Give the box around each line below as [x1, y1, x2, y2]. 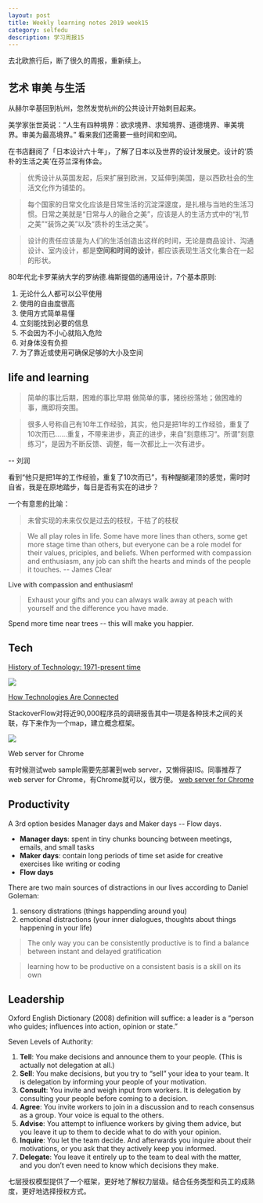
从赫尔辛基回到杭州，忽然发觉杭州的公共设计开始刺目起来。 [8, 104, 200, 113]
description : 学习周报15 [8, 33, 85, 42]
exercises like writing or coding [19, 859, 121, 868]
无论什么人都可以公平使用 [19, 289, 103, 298]
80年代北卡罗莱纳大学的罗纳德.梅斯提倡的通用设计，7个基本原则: [8, 272, 217, 282]
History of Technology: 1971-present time [8, 662, 141, 671]
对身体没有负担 [19, 338, 68, 348]
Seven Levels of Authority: [8, 1037, 94, 1047]
